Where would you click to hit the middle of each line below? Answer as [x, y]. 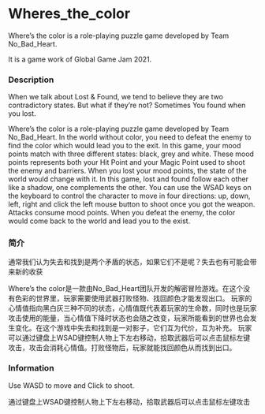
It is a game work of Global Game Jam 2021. [80, 59]
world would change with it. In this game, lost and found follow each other [128, 179]
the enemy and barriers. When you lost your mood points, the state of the [127, 171]
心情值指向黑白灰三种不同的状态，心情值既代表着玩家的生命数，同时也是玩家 [132, 308]
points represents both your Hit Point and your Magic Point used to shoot [127, 162]
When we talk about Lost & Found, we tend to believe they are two [116, 97]
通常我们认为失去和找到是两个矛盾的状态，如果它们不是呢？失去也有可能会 [129, 262]
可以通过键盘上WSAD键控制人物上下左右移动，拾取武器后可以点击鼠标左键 [129, 338]
